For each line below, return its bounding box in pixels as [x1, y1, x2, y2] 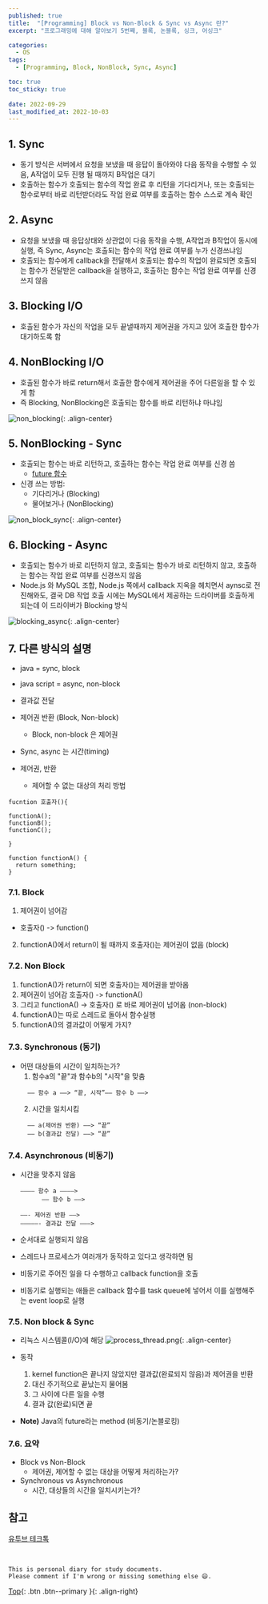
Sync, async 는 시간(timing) [19, 746, 110, 756]
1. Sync [8, 137, 46, 151]
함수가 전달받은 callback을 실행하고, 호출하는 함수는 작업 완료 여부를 [28, 265, 242, 275]
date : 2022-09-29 [8, 100, 66, 108]
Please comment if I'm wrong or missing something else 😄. [8, 1572, 212, 1580]
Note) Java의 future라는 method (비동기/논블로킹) [19, 1417, 180, 1426]
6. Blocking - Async [8, 538, 108, 552]
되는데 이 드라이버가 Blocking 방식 [19, 601, 128, 610]
